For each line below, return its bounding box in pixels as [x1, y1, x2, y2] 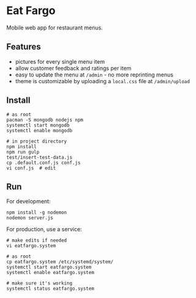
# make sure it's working [6, 280, 72, 286]
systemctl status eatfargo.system [6, 286, 95, 292]
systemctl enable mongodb [6, 127, 72, 133]
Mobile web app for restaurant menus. [6, 24, 103, 31]
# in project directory [6, 138, 67, 144]
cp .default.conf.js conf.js [6, 160, 81, 166]
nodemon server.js [6, 215, 53, 221]
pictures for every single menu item [15, 58, 105, 65]
